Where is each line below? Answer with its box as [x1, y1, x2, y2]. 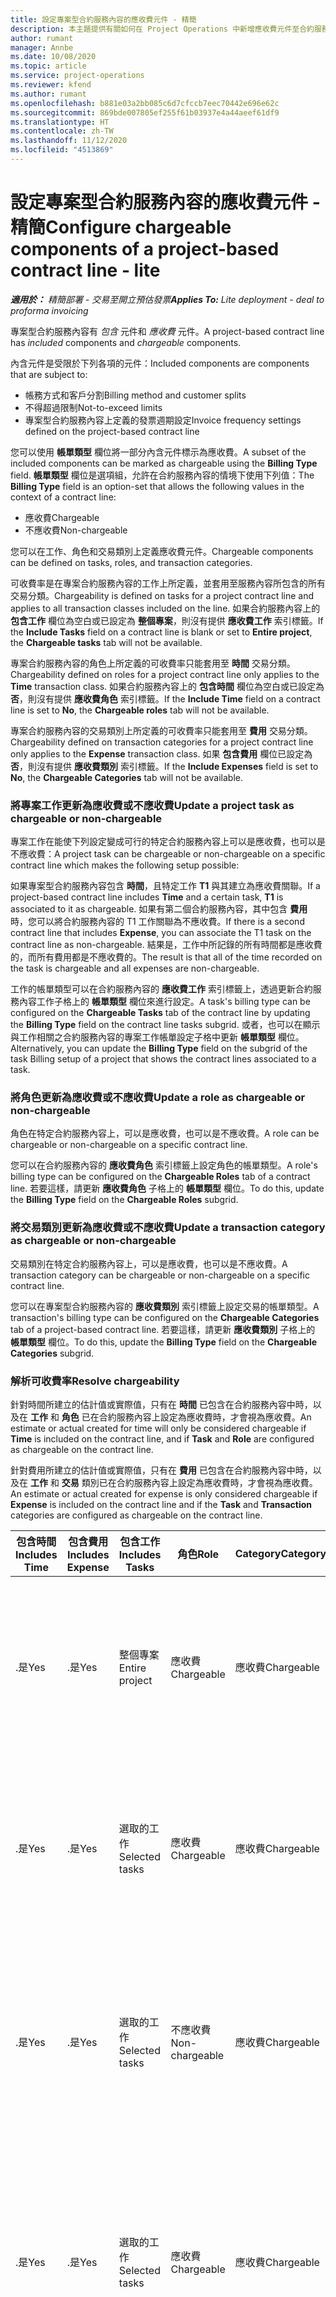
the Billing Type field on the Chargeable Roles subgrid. [10, 1194, 239, 1206]
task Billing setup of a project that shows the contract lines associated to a [10, 1053, 317, 1065]
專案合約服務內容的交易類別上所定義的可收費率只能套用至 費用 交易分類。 [10, 724, 313, 736]
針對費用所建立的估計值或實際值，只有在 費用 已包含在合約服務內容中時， [10, 1464, 313, 1476]
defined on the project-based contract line [24, 425, 200, 437]
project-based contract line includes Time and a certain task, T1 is [10, 891, 284, 903]
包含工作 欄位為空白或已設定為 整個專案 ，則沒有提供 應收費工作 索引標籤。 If [10, 614, 324, 626]
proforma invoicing [10, 304, 89, 316]
